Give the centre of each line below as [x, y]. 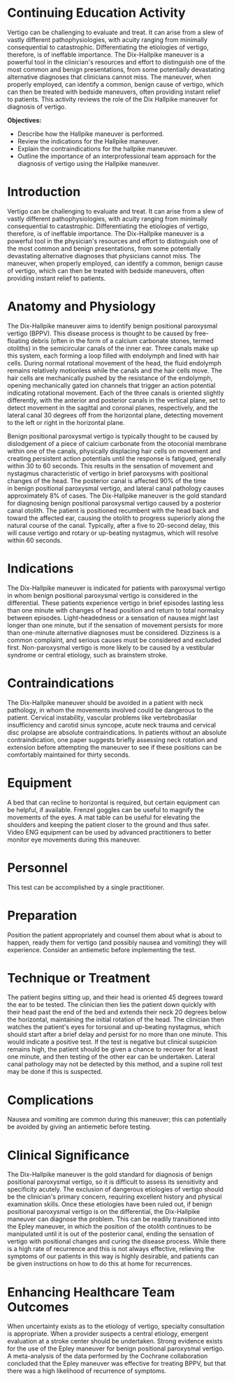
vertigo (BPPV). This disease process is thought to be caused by [100, 333]
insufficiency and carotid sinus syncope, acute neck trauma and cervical [112, 725]
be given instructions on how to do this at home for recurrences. [100, 1264]
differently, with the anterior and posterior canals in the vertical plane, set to [116, 400]
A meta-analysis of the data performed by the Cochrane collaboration [108, 1356]
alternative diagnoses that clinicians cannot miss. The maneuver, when [109, 77]
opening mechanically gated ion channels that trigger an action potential [111, 385]
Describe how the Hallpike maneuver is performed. [90, 134]
